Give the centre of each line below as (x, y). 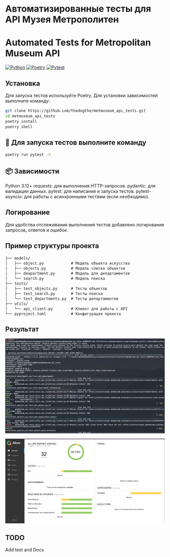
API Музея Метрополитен (62, 19)
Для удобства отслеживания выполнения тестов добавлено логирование (85, 224)
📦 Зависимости (32, 171)
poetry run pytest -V (28, 155)
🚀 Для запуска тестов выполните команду (76, 142)
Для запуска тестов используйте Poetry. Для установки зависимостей (81, 95)
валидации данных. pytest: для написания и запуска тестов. (70, 191)
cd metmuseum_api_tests (30, 116)
